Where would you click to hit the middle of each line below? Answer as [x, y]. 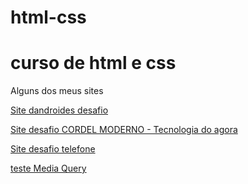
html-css [48, 17]
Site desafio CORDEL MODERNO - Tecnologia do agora [124, 130]
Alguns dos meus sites [57, 91]
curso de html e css [93, 63]
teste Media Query [48, 168]
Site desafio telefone [53, 149]
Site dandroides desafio [59, 110]
